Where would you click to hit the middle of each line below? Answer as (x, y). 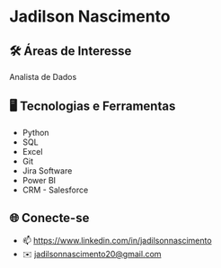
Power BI (39, 180)
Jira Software (47, 170)
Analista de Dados (43, 77)
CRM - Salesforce (55, 190)
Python (35, 132)
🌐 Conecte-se (49, 218)
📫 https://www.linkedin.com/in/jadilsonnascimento (117, 240)
